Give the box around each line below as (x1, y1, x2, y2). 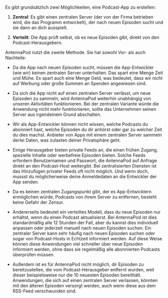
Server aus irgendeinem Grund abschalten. (12, 111, 102, 117)
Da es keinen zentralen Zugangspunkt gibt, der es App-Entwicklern (12, 189, 152, 195)
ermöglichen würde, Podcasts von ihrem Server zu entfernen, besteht (12, 194, 157, 200)
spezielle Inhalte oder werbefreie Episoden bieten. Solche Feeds (12, 153, 146, 158)
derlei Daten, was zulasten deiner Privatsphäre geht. (12, 137, 121, 143)
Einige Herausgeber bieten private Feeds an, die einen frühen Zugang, (12, 147, 158, 153)
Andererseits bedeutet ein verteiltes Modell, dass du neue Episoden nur (12, 209, 161, 215)
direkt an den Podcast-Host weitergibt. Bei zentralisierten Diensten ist (12, 163, 157, 169)
